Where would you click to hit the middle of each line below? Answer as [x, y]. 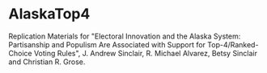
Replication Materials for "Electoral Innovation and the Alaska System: [125, 36]
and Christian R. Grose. [47, 62]
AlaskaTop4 [49, 14]
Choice [20, 53]
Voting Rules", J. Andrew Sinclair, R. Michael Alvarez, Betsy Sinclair [145, 53]
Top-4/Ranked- [233, 44]
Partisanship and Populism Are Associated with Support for [107, 44]
